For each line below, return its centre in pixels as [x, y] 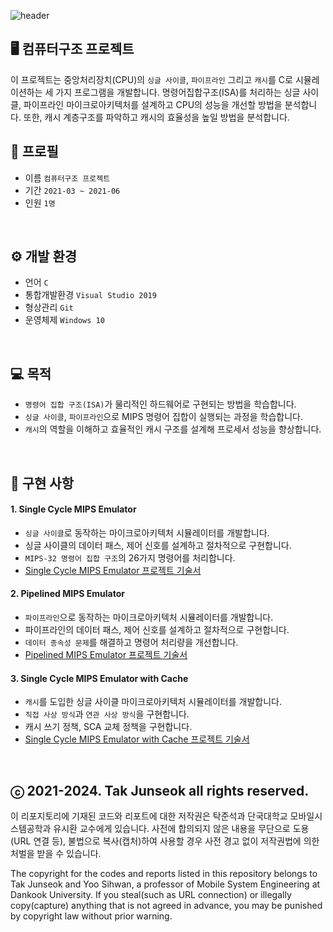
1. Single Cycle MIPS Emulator [73, 509]
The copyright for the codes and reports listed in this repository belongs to [164, 874]
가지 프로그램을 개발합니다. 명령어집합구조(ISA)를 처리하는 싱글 [178, 92]
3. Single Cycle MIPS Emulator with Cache [99, 678]
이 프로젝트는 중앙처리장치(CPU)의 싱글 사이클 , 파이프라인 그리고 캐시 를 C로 [151, 79]
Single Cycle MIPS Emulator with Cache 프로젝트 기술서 [137, 739]
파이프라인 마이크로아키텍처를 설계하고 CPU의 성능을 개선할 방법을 [153, 104]
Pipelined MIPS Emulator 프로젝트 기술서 [106, 655]
